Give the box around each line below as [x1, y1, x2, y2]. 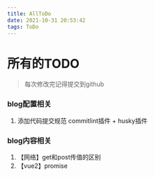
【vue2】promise [17, 162, 68, 170]
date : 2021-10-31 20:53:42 [7, 17, 86, 24]
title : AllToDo [7, 10, 52, 17]
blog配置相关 [7, 99, 52, 109]
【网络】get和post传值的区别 [17, 153, 101, 161]
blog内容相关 [7, 136, 52, 146]
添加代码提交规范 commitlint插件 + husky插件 [17, 116, 148, 125]
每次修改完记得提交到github [24, 80, 105, 88]
